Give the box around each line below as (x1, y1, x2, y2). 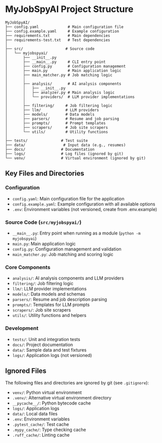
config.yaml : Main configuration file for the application (12, 195, 125, 201)
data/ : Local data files (12, 411, 58, 417)
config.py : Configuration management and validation (12, 246, 122, 252)
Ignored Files (5, 366, 46, 375)
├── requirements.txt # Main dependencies (5, 33, 111, 38)
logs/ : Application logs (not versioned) (12, 352, 92, 358)
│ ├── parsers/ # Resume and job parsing (5, 116, 120, 121)
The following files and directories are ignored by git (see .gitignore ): (5, 380, 149, 386)
